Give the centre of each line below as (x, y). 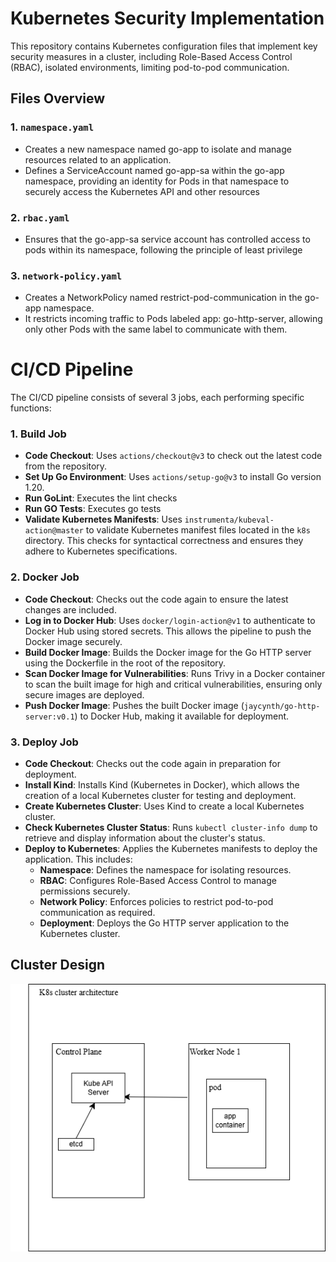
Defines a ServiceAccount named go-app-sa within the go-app (154, 170)
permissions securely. (85, 891)
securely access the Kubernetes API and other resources (142, 191)
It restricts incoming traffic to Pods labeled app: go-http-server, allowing (173, 319)
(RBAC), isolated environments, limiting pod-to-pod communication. (150, 67)
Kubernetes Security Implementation (167, 18)
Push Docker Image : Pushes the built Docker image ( (134, 705)
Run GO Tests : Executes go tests (93, 509)
